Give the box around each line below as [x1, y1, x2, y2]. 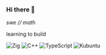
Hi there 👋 [6, 5, 36, 14]
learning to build [6, 30, 46, 38]
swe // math [6, 19, 36, 26]
